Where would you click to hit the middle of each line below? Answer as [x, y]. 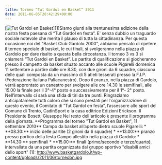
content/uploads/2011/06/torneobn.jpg [44, 157]
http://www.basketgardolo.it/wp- [69, 152]
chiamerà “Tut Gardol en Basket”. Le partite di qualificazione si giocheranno [81, 59]
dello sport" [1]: [20, 152]
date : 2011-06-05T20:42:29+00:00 [39, 14]
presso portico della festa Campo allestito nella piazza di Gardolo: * [72, 136]
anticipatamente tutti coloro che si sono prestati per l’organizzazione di [76, 100]
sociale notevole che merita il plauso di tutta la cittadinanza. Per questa [76, 38]
